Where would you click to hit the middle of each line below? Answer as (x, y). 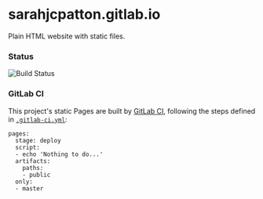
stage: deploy (38, 140)
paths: (33, 168)
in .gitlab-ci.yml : (38, 119)
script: (28, 147)
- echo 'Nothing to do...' (59, 154)
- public (37, 175)
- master (29, 188)
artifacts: (33, 161)
